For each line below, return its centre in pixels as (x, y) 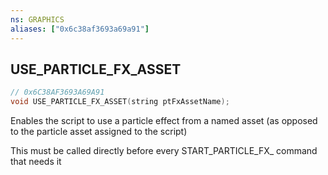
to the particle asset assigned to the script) (99, 132)
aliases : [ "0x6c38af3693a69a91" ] (80, 29)
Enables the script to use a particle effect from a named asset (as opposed (164, 121)
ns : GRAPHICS (37, 19)
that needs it (36, 162)
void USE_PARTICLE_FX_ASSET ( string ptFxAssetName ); (120, 102)
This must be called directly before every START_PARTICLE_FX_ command (164, 151)
